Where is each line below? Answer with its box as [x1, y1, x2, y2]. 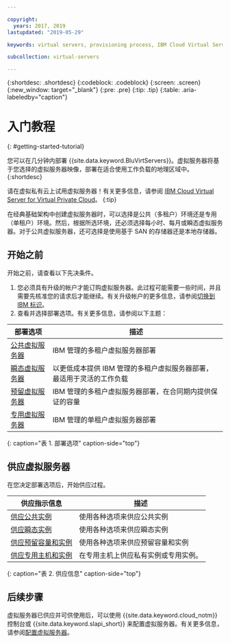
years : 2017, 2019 [13, 22, 66, 30]
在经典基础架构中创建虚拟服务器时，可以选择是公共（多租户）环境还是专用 [7, 210, 217, 218]
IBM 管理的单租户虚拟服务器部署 [52, 414, 156, 424]
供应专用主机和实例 [10, 550, 73, 560]
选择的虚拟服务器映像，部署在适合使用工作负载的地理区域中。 [18, 165, 193, 174]
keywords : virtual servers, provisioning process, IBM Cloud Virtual [7, 41, 210, 48]
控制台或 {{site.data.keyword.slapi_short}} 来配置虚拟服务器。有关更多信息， [7, 619, 223, 628]
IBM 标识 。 [16, 300, 49, 309]
